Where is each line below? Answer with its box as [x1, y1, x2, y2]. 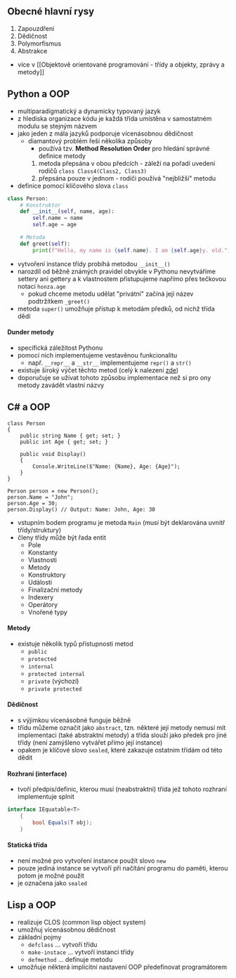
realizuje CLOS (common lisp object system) [17, 918, 146, 926]
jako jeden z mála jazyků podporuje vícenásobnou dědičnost [17, 129, 193, 138]
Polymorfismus [17, 39, 62, 48]
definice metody [38, 151, 86, 160]
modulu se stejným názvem [17, 122, 97, 130]
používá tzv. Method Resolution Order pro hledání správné [38, 144, 210, 152]
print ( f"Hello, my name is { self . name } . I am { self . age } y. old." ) [32, 247, 231, 254]
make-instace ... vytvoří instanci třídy [27, 948, 135, 956]
